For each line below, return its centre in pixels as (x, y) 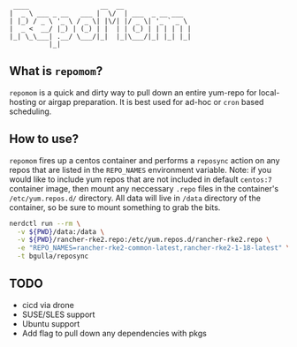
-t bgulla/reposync (53, 256)
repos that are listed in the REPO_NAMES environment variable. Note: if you (141, 170)
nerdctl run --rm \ (45, 223)
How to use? (44, 139)
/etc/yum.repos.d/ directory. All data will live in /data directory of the (135, 198)
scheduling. (30, 111)
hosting (23, 102)
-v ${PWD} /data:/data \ (61, 231)
